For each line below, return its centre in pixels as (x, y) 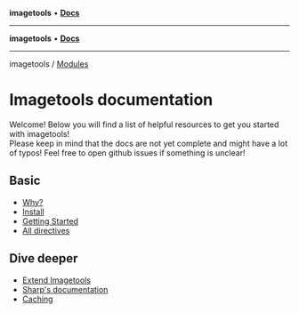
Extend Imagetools (57, 280)
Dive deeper (44, 258)
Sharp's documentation (65, 289)
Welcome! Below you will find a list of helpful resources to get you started (144, 124)
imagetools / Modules (49, 64)
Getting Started (50, 221)
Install (33, 212)
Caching (37, 299)
